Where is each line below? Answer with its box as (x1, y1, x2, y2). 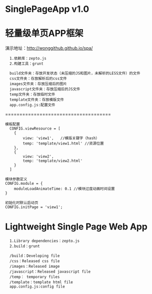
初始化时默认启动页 (5, 200, 38, 206)
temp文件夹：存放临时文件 (9, 92, 55, 97)
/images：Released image (9, 264, 60, 269)
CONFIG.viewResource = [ (9, 126, 61, 131)
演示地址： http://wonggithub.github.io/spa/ (5, 45, 93, 51)
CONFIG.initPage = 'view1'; (5, 205, 63, 210)
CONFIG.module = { (5, 181, 43, 186)
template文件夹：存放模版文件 (9, 97, 64, 102)
